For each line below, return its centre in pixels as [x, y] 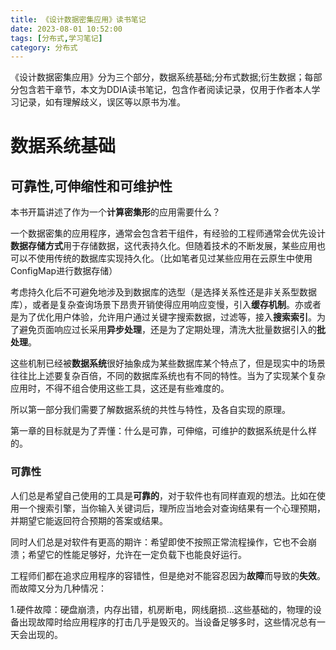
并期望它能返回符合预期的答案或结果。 [89, 520]
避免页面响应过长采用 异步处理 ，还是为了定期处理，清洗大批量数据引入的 [167, 330]
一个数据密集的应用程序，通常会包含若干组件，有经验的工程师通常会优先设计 [168, 233]
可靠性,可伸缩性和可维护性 [91, 186]
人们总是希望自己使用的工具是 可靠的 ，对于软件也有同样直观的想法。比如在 [163, 495]
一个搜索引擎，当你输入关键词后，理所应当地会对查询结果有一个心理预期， [172, 508]
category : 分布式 [44, 47]
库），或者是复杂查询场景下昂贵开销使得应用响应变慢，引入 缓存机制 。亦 [157, 305]
